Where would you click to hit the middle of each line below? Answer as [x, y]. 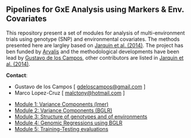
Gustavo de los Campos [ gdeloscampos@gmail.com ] [80, 87]
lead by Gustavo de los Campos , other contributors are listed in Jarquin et [95, 57]
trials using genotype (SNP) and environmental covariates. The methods [93, 39]
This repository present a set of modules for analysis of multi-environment [95, 33]
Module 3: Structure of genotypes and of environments [81, 116]
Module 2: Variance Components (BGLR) [63, 110]
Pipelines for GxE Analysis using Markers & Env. [95, 10]
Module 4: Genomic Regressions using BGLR [68, 123]
